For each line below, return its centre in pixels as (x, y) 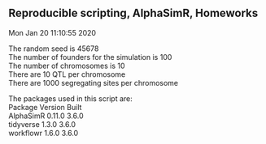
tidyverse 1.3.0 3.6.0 (42, 124)
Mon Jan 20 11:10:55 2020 (52, 32)
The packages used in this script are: (70, 98)
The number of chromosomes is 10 (67, 66)
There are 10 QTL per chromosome (67, 74)
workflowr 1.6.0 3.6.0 (44, 133)
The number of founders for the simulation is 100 (90, 57)
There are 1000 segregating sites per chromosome (94, 83)
